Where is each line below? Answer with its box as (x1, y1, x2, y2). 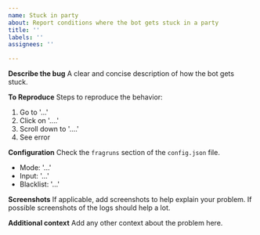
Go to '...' (19, 107, 49, 117)
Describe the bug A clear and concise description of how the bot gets (8, 69, 235, 78)
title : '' (8, 26, 41, 34)
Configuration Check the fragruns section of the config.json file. (8, 148, 221, 157)
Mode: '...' (19, 163, 52, 172)
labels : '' (8, 33, 44, 42)
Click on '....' (19, 116, 60, 125)
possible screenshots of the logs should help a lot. (8, 203, 171, 212)
